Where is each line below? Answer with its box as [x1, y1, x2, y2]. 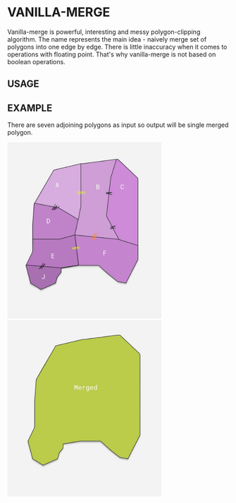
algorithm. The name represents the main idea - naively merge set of [7, 35, 207, 43]
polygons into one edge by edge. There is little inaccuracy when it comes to [7, 42, 228, 51]
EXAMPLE [7, 102, 53, 114]
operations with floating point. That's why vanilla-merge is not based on [7, 50, 216, 59]
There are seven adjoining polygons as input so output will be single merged [7, 121, 229, 129]
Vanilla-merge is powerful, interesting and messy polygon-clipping [7, 28, 201, 36]
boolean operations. [7, 57, 66, 66]
